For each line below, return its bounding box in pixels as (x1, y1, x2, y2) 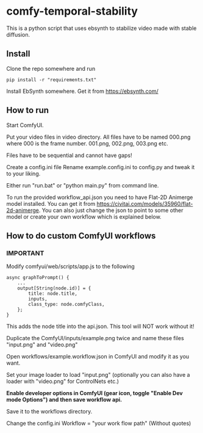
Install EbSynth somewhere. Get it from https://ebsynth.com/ (6, 87, 158, 95)
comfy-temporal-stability (6, 4, 138, 18)
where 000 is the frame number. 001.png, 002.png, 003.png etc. (6, 139, 169, 147)
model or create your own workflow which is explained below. (6, 213, 162, 220)
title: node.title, (28, 291, 78, 297)
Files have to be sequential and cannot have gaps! (6, 151, 132, 159)
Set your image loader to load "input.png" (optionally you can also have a (6, 371, 190, 379)
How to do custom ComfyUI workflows (6, 230, 156, 241)
